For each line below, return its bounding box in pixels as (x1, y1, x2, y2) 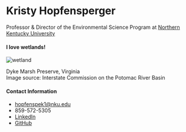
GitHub (14, 120, 32, 127)
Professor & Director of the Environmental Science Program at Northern (6, 24, 180, 31)
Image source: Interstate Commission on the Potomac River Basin (6, 74, 165, 81)
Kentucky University (6, 29, 56, 37)
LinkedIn (14, 113, 36, 120)
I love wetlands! (6, 43, 46, 51)
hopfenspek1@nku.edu (14, 101, 71, 108)
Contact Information (6, 87, 57, 95)
